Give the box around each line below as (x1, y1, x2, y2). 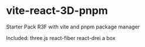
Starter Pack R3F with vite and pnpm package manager (6, 23, 140, 30)
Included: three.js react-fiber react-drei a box (6, 34, 116, 41)
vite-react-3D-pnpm (6, 4, 108, 17)
